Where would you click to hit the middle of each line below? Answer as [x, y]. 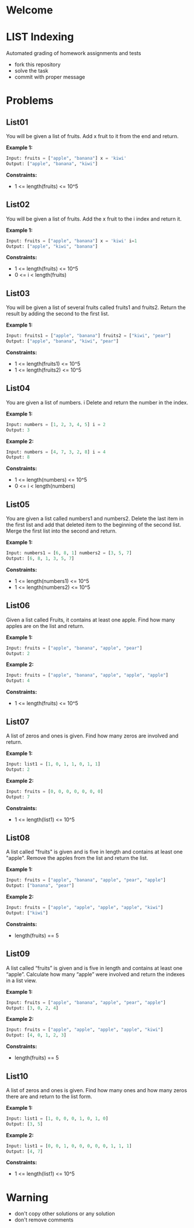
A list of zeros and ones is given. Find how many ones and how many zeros [97, 1090]
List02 [18, 205]
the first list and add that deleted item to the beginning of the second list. [93, 525]
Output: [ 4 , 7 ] [25, 1151]
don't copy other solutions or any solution [65, 1214]
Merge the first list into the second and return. [61, 531]
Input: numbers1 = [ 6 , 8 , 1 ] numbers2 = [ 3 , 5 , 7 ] [69, 553]
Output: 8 [18, 457]
